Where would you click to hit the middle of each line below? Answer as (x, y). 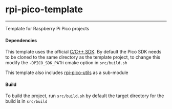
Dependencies (21, 40)
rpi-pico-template (44, 10)
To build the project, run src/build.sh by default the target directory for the (85, 96)
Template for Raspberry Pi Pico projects (47, 28)
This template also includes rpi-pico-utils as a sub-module (67, 72)
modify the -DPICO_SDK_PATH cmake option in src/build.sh (66, 63)
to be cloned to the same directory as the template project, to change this (83, 57)
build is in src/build (26, 101)
